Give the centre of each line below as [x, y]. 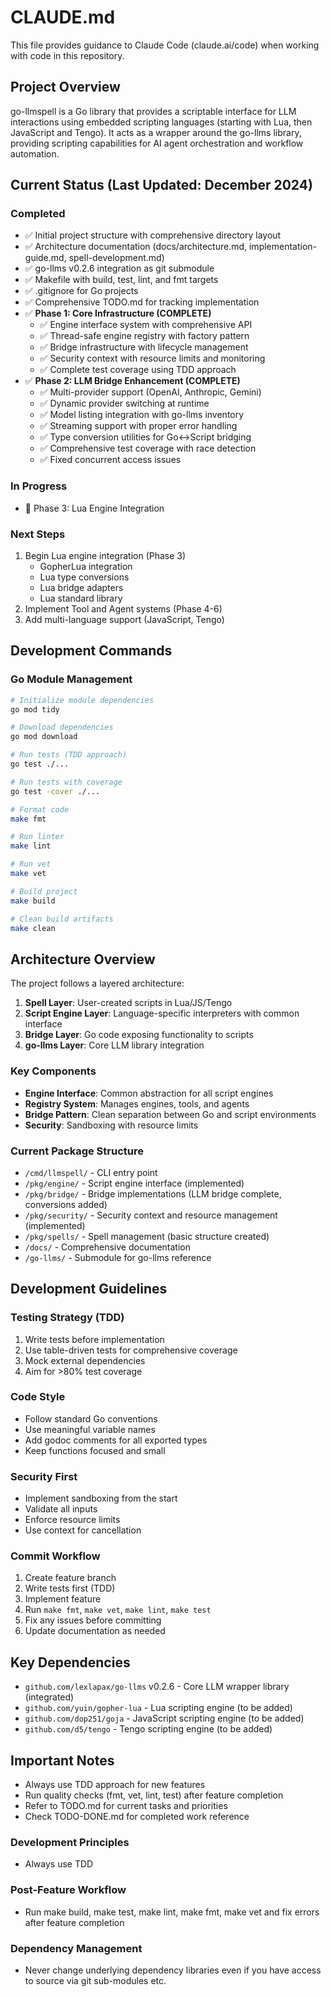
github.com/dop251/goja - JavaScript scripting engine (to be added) [164, 1718]
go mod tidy [35, 709]
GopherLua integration [86, 567]
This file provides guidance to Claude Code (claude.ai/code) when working [165, 45]
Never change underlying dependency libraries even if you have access [173, 1970]
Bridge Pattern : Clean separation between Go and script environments [170, 1114]
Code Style [38, 1397]
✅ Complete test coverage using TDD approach [138, 370]
